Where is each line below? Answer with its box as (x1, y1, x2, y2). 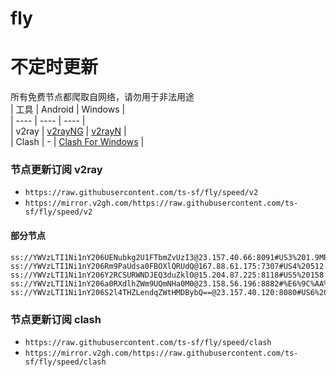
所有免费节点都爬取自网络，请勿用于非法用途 (10, 91, 195, 103)
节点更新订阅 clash (10, 312, 102, 326)
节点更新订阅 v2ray (10, 163, 103, 177)
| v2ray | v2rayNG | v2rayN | (10, 125, 127, 137)
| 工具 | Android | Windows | (10, 103, 126, 116)
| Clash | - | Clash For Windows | (10, 136, 145, 148)
